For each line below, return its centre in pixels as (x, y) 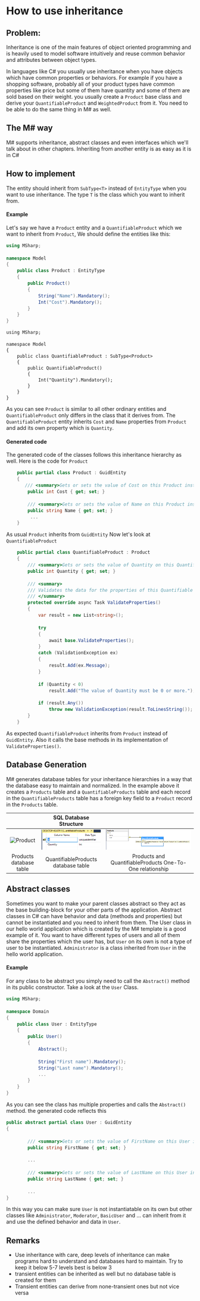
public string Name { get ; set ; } (70, 510)
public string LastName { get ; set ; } (76, 1179)
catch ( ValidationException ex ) (78, 653)
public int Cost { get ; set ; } (66, 492)
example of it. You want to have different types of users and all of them (93, 935)
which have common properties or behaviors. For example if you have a (94, 78)
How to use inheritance (65, 11)
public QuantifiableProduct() (65, 368)
